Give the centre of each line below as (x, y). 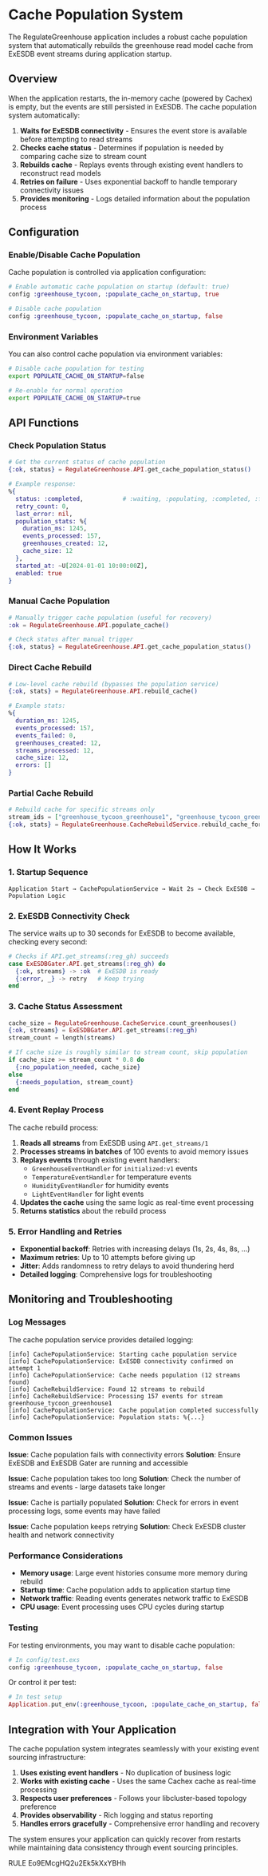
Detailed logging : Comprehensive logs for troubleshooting (116, 1274)
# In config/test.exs (44, 1659)
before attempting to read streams (76, 139)
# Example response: (43, 484)
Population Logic (37, 896)
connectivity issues (51, 190)
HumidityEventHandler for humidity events (100, 1185)
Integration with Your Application (93, 1729)
